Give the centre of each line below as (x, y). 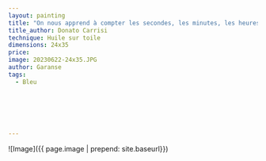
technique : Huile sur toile (55, 38)
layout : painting (37, 15)
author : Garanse (35, 67)
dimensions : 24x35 (38, 45)
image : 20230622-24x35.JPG (53, 60)
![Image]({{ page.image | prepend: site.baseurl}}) (88, 148)
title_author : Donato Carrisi (58, 30)
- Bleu (26, 82)
